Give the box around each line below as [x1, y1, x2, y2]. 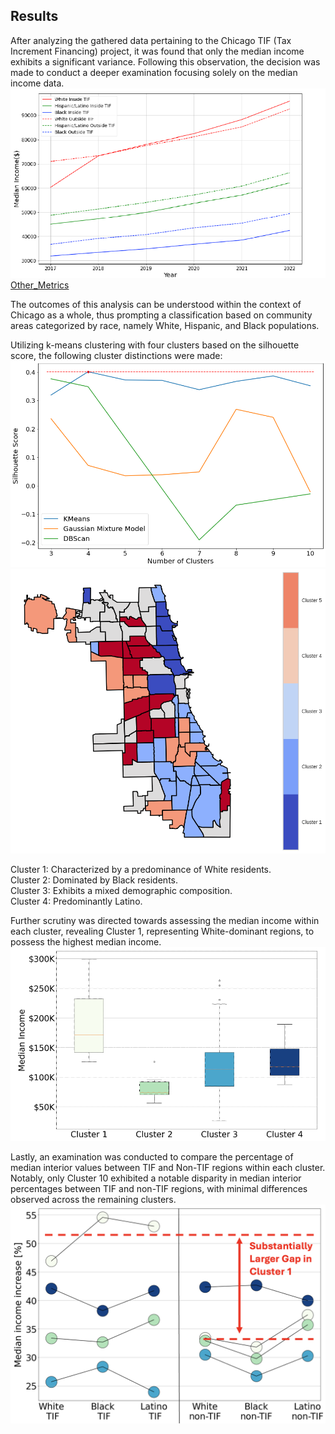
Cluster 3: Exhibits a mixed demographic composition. [10, 884, 233, 896]
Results [10, 8, 59, 25]
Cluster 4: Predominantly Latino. [10, 895, 143, 907]
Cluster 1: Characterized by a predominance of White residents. [10, 863, 272, 875]
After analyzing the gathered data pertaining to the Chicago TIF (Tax [10, 34, 292, 46]
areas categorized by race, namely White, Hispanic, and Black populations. [10, 320, 320, 332]
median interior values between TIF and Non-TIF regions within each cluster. [10, 1162, 326, 1174]
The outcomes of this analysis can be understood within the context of [10, 299, 302, 311]
